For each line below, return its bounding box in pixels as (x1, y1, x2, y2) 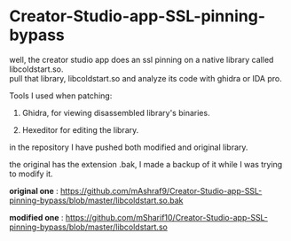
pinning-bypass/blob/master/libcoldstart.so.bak (9, 195, 184, 206)
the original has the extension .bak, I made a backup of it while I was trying (9, 159, 283, 169)
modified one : (9, 212, 64, 222)
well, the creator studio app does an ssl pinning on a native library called (9, 54, 274, 65)
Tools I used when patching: (9, 90, 113, 101)
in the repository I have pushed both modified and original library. (9, 142, 248, 152)
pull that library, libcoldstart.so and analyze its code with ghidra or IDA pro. (9, 73, 282, 83)
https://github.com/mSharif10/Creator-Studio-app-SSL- (65, 212, 269, 222)
